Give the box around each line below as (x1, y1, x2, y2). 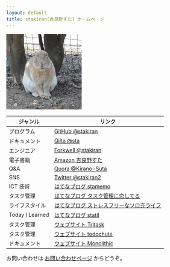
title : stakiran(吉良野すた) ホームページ (6, 16, 104, 22)
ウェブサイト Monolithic (54, 240, 113, 247)
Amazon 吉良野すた (54, 156, 103, 163)
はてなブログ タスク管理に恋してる (54, 192, 140, 199)
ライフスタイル (8, 202, 46, 209)
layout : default (6, 10, 47, 16)
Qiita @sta (54, 137, 80, 144)
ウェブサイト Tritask (54, 220, 104, 228)
